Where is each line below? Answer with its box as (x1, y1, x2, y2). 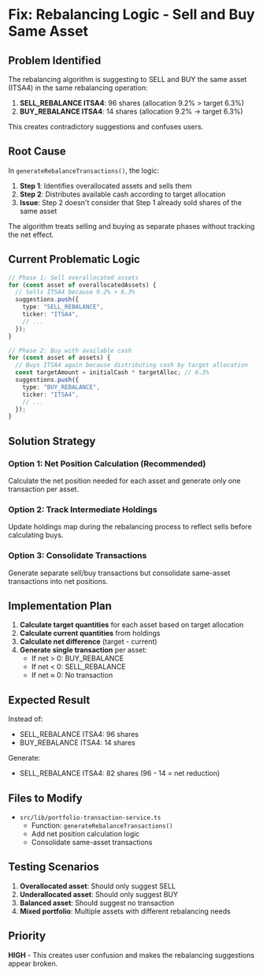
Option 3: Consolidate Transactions (8, 550, 147, 561)
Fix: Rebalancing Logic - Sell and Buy (8, 6, 255, 24)
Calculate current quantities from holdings (19, 629, 161, 638)
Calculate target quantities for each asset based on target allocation (19, 620, 244, 630)
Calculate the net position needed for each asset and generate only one (8, 476, 241, 485)
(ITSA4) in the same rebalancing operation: (8, 83, 148, 92)
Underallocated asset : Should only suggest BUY (19, 889, 179, 899)
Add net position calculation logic (31, 828, 140, 838)
